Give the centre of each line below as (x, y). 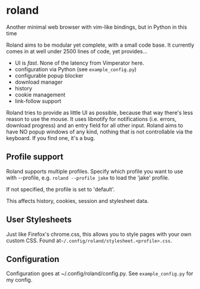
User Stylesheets (39, 220)
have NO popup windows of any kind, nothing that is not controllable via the (99, 132)
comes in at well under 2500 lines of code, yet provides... (77, 51)
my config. (19, 280)
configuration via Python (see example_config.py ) (76, 69)
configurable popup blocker (49, 75)
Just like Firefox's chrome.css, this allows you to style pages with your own (99, 234)
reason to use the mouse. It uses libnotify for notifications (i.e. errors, (91, 119)
